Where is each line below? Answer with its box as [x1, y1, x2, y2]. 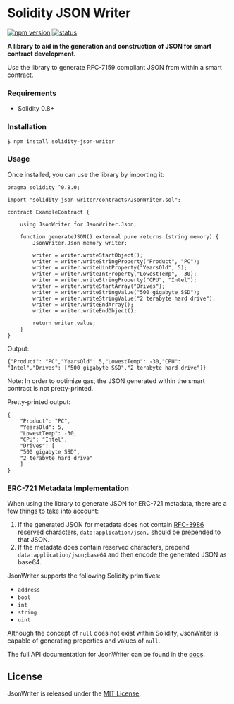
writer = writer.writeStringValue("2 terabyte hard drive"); [32, 295, 216, 302]
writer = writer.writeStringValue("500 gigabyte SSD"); [32, 289, 200, 296]
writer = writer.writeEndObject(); [32, 307, 137, 315]
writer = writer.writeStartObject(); [32, 252, 143, 259]
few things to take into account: [7, 506, 99, 516]
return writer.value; [32, 320, 97, 327]
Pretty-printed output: [7, 397, 70, 406]
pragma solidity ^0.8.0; [7, 183, 80, 191]
